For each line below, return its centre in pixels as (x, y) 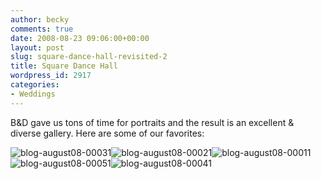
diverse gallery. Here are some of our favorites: (107, 133)
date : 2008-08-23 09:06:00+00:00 (80, 38)
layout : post (37, 47)
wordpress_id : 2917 (51, 76)
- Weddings (33, 94)
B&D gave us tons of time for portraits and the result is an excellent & (152, 122)
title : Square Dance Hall (64, 66)
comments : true (42, 29)
